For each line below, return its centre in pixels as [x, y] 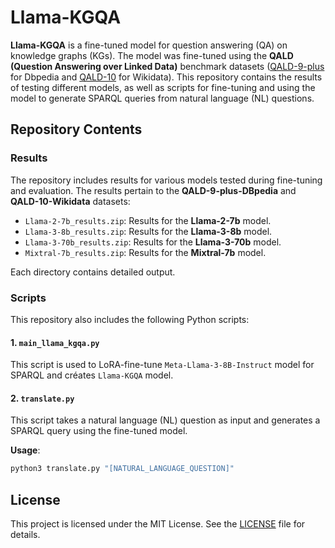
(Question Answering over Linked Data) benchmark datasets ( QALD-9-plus [167, 66]
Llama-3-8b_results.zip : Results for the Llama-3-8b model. [148, 231]
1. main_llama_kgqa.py [55, 342]
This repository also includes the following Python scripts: [130, 319]
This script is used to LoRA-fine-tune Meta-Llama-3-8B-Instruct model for [162, 365]
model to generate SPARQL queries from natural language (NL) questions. [162, 98]
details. [25, 535]
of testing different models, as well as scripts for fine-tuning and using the [163, 87]
